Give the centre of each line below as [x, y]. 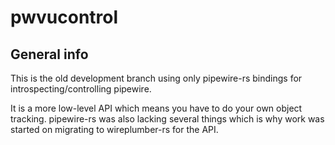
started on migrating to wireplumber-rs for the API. [114, 129]
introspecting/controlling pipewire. [81, 89]
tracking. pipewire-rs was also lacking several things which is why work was [167, 119]
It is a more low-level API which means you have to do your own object [156, 108]
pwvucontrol [64, 17]
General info [49, 54]
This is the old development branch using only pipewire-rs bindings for [156, 78]
